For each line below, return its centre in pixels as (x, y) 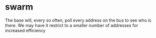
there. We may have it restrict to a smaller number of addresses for (72, 25)
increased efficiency (25, 30)
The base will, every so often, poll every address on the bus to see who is (78, 20)
